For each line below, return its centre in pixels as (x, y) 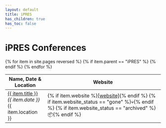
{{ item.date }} (24, 100)
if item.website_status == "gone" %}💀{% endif (101, 102)
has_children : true (25, 19)
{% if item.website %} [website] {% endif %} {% (102, 95)
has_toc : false (21, 23)
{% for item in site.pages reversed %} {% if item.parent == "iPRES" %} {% (81, 62)
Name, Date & (25, 79)
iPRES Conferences (46, 48)
